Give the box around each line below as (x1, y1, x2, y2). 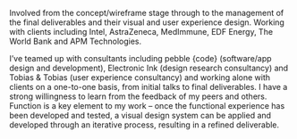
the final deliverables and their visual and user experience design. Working (9, 17, 284, 28)
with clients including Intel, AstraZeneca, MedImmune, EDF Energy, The (9, 27, 274, 37)
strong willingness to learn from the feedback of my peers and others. (9, 91, 267, 102)
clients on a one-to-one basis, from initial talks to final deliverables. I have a (9, 82, 288, 92)
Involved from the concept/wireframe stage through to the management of (9, 8, 284, 18)
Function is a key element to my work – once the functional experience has (9, 101, 285, 110)
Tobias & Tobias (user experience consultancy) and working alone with (9, 72, 271, 83)
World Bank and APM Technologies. (9, 36, 142, 46)
